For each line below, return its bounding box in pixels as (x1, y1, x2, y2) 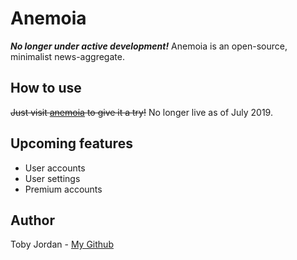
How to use (10, 80, 82, 97)
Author (10, 212, 55, 229)
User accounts (24, 162, 86, 174)
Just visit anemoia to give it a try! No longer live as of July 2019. (10, 106, 273, 118)
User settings (24, 172, 81, 184)
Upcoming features (10, 135, 133, 152)
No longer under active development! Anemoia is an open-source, (10, 40, 288, 52)
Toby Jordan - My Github (10, 238, 114, 251)
